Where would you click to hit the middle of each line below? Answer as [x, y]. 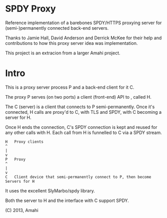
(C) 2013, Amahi [22, 210]
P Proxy [16, 159]
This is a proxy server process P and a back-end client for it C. [70, 87]
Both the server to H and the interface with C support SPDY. [67, 200]
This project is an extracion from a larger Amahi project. [63, 53]
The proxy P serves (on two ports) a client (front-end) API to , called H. [78, 97]
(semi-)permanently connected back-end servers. [57, 28]
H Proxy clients [24, 141]
